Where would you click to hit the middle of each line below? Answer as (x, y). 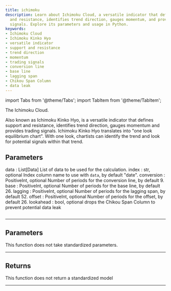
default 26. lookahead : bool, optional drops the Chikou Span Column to (80, 202)
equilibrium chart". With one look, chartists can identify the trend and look (83, 136)
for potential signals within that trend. (44, 141)
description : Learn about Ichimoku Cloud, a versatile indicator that (82, 15)
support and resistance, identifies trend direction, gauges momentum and (82, 125)
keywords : (16, 29)
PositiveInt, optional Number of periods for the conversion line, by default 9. (85, 181)
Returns (18, 266)
